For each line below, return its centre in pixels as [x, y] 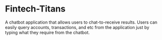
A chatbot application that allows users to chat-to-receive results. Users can [81, 22]
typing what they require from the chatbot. [47, 32]
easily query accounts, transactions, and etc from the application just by [77, 27]
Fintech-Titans [35, 9]
